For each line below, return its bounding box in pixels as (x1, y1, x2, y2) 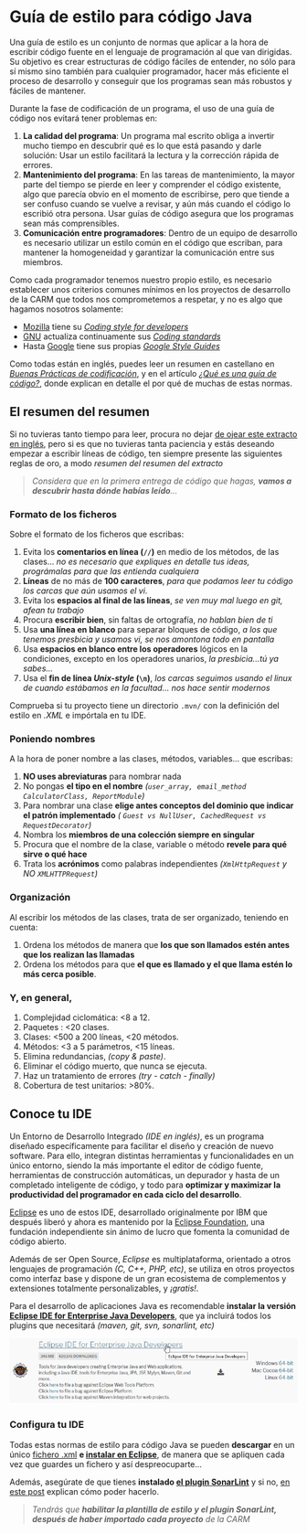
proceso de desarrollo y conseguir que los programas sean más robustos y (9, 75, 292, 86)
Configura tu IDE (9, 1419, 85, 1432)
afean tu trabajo (22, 605, 85, 616)
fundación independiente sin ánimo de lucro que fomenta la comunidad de (9, 1226, 291, 1237)
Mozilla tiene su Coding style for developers (22, 321, 189, 332)
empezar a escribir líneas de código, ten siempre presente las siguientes (9, 448, 283, 459)
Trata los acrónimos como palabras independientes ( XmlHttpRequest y (22, 858, 288, 869)
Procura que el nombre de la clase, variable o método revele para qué (22, 839, 288, 850)
